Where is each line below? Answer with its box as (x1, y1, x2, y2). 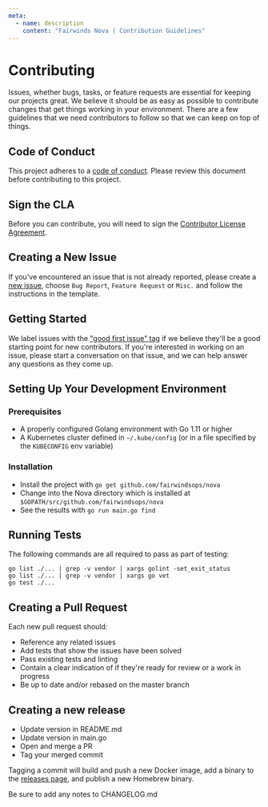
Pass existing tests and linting (19, 654, 118, 664)
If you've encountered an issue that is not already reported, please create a (8, 271, 257, 281)
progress (19, 672, 50, 681)
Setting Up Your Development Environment (8, 382, 226, 395)
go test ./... (8, 579, 56, 587)
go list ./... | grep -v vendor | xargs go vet (8, 572, 170, 580)
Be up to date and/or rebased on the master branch (19, 680, 190, 689)
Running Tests (8, 528, 82, 541)
